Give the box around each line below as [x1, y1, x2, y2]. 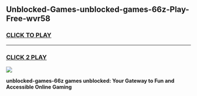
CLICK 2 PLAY [6, 53, 47, 61]
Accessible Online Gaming [6, 83, 72, 90]
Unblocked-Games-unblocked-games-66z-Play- [6, 5, 189, 15]
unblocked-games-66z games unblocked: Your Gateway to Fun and [6, 77, 175, 84]
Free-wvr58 [6, 14, 51, 24]
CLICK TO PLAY [6, 31, 52, 40]
